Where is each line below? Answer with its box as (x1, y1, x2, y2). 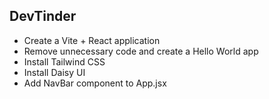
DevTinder (9, 8, 77, 25)
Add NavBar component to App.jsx (23, 77, 167, 89)
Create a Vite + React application (23, 34, 161, 46)
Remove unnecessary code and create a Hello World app (23, 45, 259, 57)
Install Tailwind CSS (23, 55, 106, 68)
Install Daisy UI (23, 66, 86, 78)
